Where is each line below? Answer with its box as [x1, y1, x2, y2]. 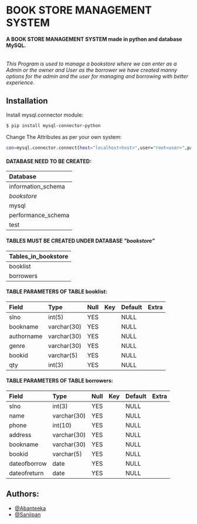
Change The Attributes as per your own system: [6, 134, 122, 141]
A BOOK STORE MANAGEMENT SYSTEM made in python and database [6, 35, 182, 42]
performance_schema [9, 211, 70, 220]
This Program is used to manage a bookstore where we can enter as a [6, 60, 177, 67]
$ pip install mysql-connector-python [6, 123, 101, 129]
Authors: [6, 489, 39, 499]
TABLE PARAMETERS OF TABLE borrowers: [6, 377, 113, 384]
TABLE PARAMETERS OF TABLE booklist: [6, 288, 107, 295]
